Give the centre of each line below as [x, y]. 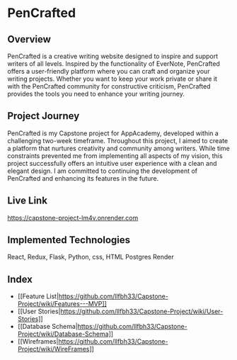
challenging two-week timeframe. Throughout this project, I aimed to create [118, 140]
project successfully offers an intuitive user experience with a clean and [112, 163]
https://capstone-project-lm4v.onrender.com [73, 218]
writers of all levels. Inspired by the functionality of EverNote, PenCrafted [114, 64]
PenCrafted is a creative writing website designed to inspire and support [113, 56]
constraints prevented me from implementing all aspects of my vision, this [115, 156]
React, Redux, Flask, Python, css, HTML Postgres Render [91, 257]
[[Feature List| [38, 296]
